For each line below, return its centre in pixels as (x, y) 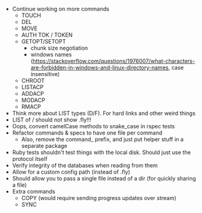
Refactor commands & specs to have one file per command (87, 133)
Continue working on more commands (60, 9)
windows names (51, 54)
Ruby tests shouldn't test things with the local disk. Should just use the (102, 152)
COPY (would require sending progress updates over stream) (99, 198)
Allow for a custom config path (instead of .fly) (71, 172)
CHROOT (33, 80)
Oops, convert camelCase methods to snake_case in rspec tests (93, 126)
